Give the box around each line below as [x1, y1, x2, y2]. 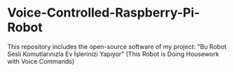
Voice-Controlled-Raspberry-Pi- [7, 5, 200, 21]
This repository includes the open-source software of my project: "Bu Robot [7, 42, 227, 51]
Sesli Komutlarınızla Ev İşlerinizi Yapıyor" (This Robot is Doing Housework [7, 50, 219, 58]
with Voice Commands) [7, 57, 75, 65]
